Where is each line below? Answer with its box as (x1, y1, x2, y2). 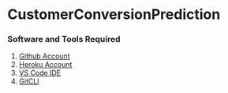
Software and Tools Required (7, 34, 121, 45)
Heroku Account (18, 60, 73, 69)
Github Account (18, 51, 70, 61)
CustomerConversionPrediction (7, 6, 221, 24)
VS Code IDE (18, 69, 61, 78)
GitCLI (18, 76, 40, 86)
